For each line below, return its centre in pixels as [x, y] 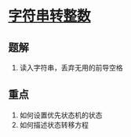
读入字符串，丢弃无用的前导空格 [71, 68]
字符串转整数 [50, 16]
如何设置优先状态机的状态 [61, 115]
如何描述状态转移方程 [54, 124]
